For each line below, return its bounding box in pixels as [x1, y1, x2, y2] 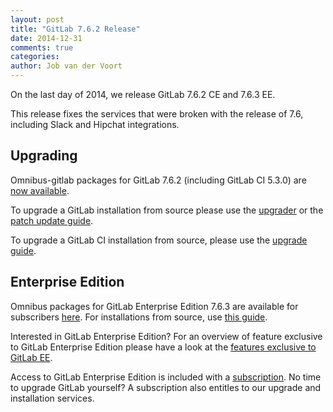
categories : [10, 52, 60, 62]
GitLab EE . [10, 351, 53, 363]
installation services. [10, 392, 95, 404]
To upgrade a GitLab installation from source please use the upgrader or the [10, 204, 324, 216]
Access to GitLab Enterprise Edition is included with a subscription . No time [10, 371, 322, 383]
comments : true [10, 42, 74, 53]
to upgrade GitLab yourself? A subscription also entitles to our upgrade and [10, 381, 322, 393]
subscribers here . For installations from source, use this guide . [10, 311, 268, 323]
